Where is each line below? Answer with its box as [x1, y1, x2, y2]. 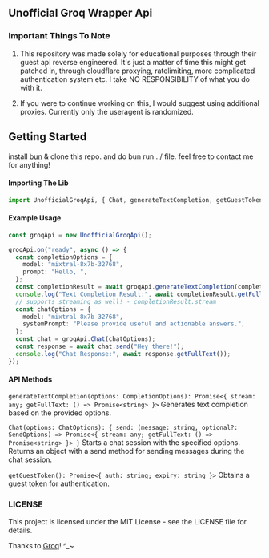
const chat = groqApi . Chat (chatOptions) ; [15, 335, 156, 343]
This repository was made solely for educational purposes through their [19, 48, 257, 59]
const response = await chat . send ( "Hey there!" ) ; [15, 342, 184, 351]
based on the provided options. [8, 408, 112, 418]
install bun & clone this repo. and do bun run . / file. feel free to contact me [8, 152, 254, 161]
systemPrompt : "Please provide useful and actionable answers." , [22, 320, 246, 328]
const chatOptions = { [15, 305, 91, 313]
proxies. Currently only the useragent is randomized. [19, 107, 194, 116]
